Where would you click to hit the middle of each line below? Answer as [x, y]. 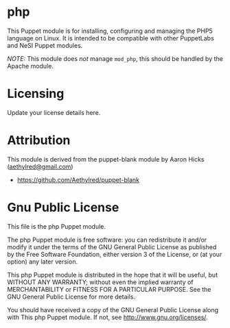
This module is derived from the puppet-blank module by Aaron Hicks [106, 159]
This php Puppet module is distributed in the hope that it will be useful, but [113, 275]
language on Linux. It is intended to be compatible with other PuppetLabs [111, 38]
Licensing [36, 94]
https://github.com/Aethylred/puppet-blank [78, 179]
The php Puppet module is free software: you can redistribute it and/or [107, 240]
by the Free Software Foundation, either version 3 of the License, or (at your [115, 254]
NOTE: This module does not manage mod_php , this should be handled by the [115, 58]
